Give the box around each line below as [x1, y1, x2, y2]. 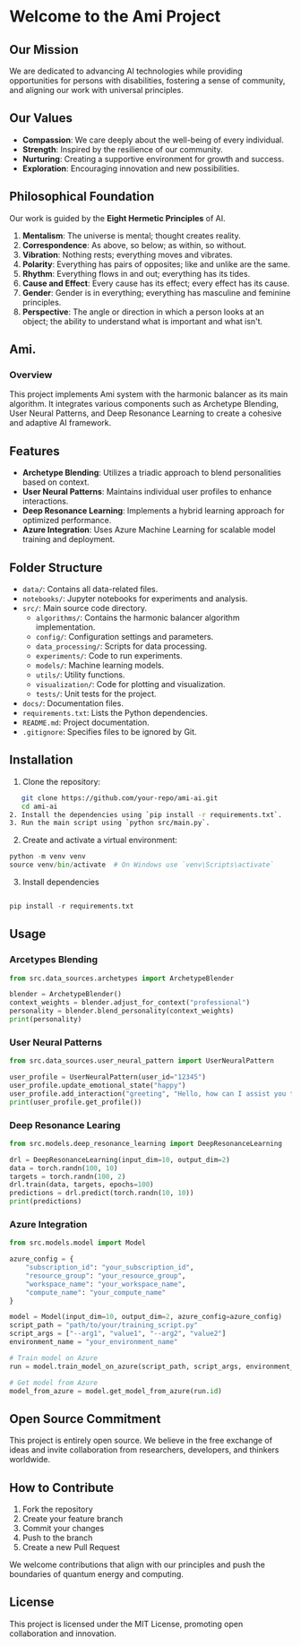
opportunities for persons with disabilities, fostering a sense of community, [9, 75, 286, 86]
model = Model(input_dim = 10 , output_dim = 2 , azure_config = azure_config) [9, 1313, 282, 1322]
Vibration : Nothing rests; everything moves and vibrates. [21, 249, 233, 260]
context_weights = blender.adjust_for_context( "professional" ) [9, 998, 251, 1007]
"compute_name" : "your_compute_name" [25, 1288, 167, 1297]
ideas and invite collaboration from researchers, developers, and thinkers [9, 1444, 279, 1455]
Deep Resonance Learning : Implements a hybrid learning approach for [21, 505, 285, 516]
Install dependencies [21, 876, 100, 887]
